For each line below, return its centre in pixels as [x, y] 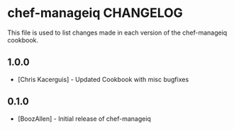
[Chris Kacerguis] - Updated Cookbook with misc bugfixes [103, 79]
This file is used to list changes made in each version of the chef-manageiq [117, 32]
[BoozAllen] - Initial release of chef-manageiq [84, 119]
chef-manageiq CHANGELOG [95, 13]
